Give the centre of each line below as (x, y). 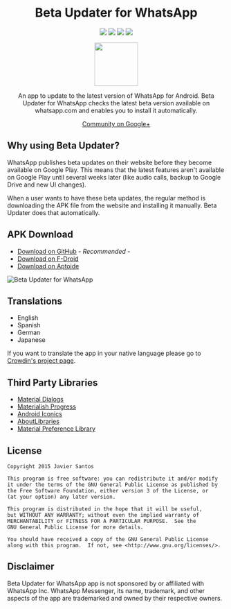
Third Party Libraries (53, 383)
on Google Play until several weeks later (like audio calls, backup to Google (114, 177)
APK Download (40, 235)
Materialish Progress (46, 406)
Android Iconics (39, 414)
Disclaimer (31, 567)
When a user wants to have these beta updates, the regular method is (107, 198)
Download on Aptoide (48, 266)
